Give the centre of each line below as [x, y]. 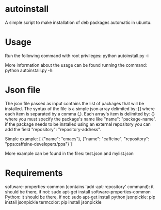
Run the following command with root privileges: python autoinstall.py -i [77, 56]
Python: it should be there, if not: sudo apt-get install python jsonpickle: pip [80, 197]
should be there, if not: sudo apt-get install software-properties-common [78, 191]
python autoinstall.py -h [29, 70]
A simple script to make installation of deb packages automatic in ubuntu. [78, 22]
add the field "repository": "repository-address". [53, 129]
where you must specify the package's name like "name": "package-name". [81, 119]
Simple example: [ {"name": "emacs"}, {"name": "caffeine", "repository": [77, 139]
